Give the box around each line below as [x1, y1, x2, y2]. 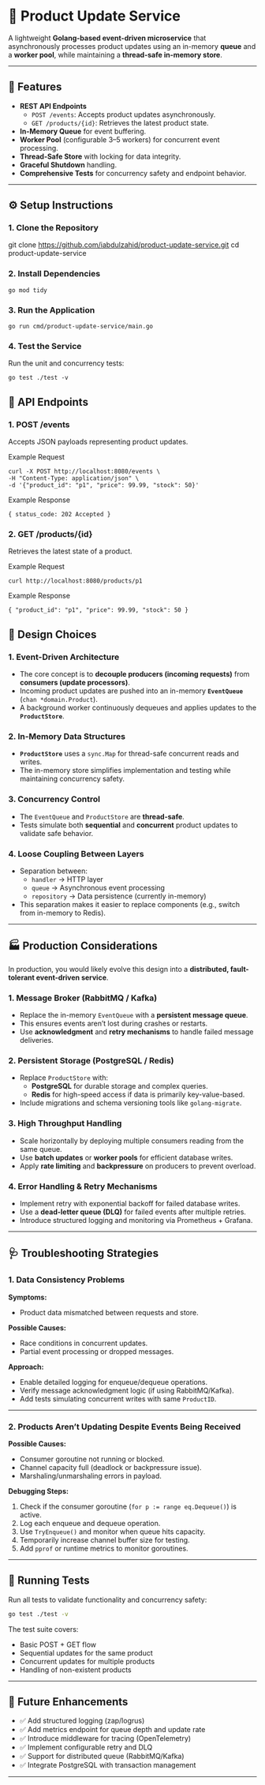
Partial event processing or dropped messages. [19, 1346, 174, 1356]
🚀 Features [8, 81, 62, 94]
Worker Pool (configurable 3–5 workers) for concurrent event [19, 134, 220, 144]
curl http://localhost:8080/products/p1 [8, 577, 144, 585]
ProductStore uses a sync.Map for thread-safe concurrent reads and [19, 749, 239, 759]
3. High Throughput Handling [8, 1118, 122, 1129]
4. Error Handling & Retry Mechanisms [8, 1180, 158, 1191]
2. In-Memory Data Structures [8, 730, 126, 741]
